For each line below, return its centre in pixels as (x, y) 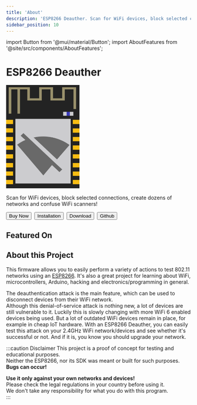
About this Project (40, 255)
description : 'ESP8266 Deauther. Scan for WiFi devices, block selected (97, 18)
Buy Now (19, 216)
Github (107, 216)
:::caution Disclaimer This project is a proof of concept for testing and (90, 348)
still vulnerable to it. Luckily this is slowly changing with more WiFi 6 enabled (98, 312)
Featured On (29, 235)
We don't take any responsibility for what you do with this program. (87, 390)
